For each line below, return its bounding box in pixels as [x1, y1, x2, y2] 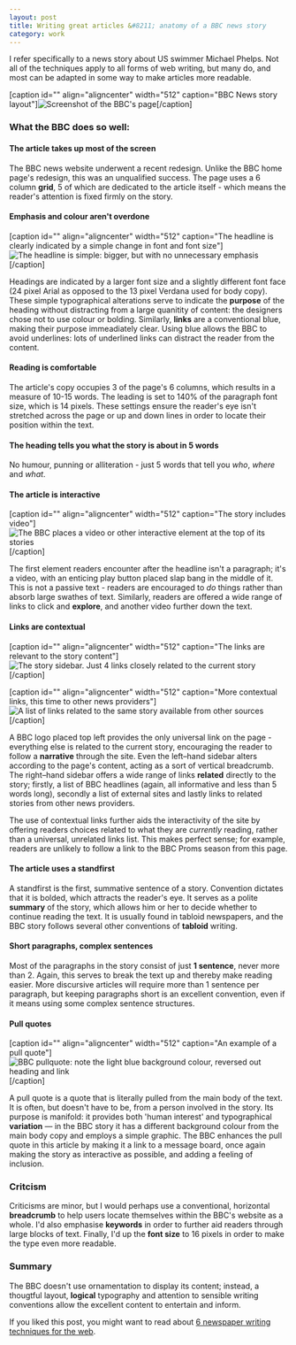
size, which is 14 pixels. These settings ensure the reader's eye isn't [9, 400, 256, 411]
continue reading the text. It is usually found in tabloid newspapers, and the [9, 911, 284, 921]
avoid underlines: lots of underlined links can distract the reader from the [9, 333, 276, 343]
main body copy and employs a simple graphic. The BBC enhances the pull [9, 1130, 283, 1141]
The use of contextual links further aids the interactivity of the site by [9, 815, 261, 826]
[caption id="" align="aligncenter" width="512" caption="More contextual [9, 687, 278, 697]
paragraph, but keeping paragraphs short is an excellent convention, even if [9, 988, 285, 999]
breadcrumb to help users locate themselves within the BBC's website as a [9, 1210, 284, 1221]
